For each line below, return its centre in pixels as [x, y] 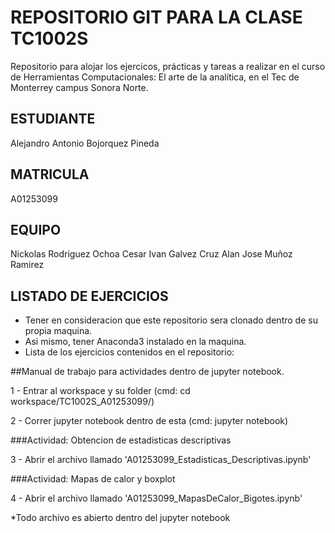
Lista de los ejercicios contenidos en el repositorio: [129, 352]
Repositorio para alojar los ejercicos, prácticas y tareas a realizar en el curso [168, 66]
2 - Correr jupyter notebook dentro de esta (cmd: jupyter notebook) [149, 421]
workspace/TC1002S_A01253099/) [82, 402]
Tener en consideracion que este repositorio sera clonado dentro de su [171, 320]
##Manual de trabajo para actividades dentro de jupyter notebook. [147, 372]
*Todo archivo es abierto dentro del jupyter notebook [120, 518]
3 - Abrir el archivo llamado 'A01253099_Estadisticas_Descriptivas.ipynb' [161, 460]
